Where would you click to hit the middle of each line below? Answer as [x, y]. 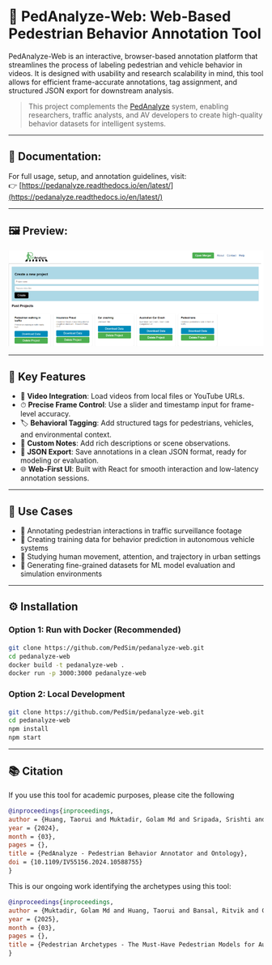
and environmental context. [66, 435]
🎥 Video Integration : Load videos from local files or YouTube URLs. [132, 396]
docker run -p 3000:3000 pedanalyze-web [78, 673]
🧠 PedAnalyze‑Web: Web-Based [120, 17]
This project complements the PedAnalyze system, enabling [128, 106]
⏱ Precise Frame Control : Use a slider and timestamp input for [125, 405]
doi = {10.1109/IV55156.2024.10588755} [76, 862]
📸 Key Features [47, 376]
